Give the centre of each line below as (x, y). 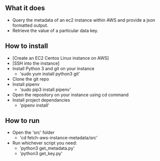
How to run (22, 121)
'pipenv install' (34, 105)
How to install (27, 46)
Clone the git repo (31, 79)
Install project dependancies (41, 100)
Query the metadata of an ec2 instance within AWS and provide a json (84, 20)
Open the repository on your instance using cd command (70, 95)
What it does (25, 8)
